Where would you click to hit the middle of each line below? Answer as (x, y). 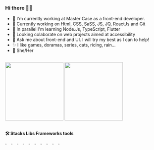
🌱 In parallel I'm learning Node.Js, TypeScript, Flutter (66, 29)
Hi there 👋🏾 (19, 8)
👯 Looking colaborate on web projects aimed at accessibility (74, 35)
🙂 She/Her (23, 50)
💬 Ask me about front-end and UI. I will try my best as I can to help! (81, 40)
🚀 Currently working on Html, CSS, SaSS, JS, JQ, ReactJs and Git (79, 24)
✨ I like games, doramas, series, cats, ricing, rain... (64, 45)
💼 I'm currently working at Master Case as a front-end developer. (78, 19)
